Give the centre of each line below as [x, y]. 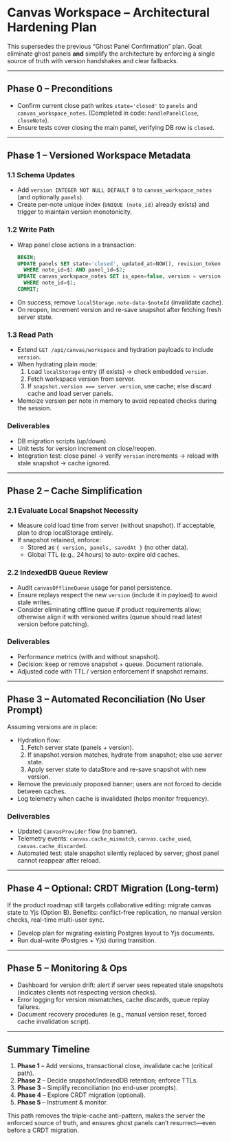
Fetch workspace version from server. [81, 379]
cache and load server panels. [70, 394]
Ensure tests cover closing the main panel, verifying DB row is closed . [115, 127]
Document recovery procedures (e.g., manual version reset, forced [112, 1014]
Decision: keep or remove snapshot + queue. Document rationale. [110, 664]
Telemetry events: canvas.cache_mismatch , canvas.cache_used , [104, 838]
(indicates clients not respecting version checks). [87, 992]
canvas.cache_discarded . [52, 845]
